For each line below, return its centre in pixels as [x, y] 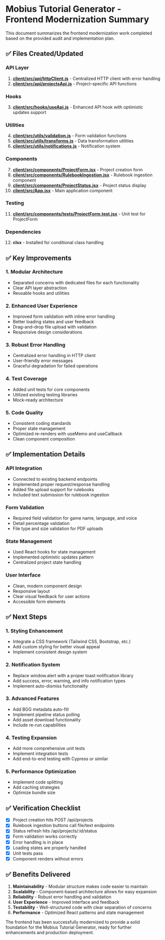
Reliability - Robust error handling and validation [62, 897]
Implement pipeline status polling [46, 714]
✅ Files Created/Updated [44, 54]
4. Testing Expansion [31, 738]
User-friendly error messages [43, 361]
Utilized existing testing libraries [45, 394]
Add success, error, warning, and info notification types [69, 681]
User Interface [23, 575]
